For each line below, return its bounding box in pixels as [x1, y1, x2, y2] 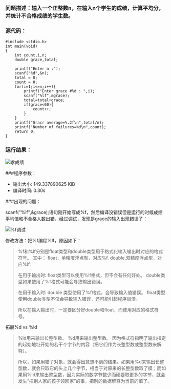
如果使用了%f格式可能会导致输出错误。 [22, 278, 105, 284]
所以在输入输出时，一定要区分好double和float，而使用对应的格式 [17, 306, 155, 313]
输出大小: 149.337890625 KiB [12, 181, 75, 187]
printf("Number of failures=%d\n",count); [14, 125, 106, 130]
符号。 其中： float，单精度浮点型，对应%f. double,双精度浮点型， [17, 255, 158, 261]
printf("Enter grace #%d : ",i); [24, 89, 95, 94]
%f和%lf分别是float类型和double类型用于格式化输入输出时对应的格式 [17, 248, 163, 255]
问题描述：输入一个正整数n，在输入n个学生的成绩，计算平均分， [5, 4, 164, 11]
